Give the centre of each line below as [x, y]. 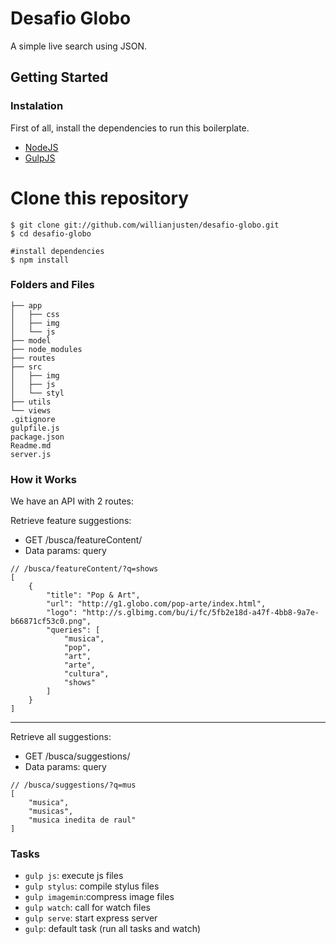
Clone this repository [100, 198]
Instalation [37, 106]
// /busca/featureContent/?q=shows [84, 569]
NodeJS [41, 147]
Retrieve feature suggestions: [71, 521]
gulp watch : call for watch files [87, 908]
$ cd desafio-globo [51, 233]
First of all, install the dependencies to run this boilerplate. [130, 128]
